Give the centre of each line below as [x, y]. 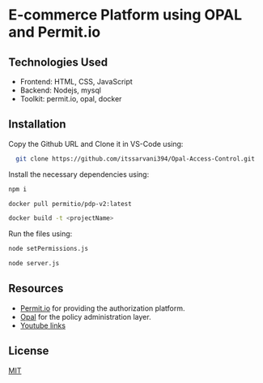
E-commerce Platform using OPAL [125, 15]
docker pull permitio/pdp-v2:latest [70, 204]
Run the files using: [40, 234]
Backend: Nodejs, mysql [60, 90]
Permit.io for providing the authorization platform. [102, 308]
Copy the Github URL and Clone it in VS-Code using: [96, 144]
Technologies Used [58, 62]
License [29, 351]
